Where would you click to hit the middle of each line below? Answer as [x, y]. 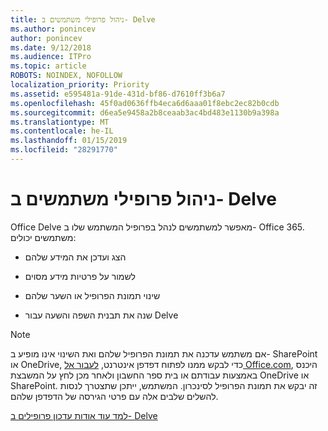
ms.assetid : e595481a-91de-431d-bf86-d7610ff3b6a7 [118, 94]
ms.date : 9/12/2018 [51, 47]
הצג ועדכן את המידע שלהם [75, 257]
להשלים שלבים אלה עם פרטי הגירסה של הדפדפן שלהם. [114, 396]
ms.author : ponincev [53, 29]
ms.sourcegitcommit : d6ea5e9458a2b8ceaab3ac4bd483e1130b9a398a [145, 112]
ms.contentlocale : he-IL [62, 131]
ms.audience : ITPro [51, 57]
